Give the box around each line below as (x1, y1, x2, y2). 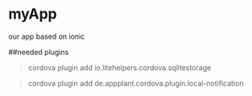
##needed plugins (8, 47, 69, 56)
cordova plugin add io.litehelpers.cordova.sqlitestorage (27, 62, 212, 73)
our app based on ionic (8, 31, 85, 41)
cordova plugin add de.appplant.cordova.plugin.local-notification (27, 78, 244, 88)
